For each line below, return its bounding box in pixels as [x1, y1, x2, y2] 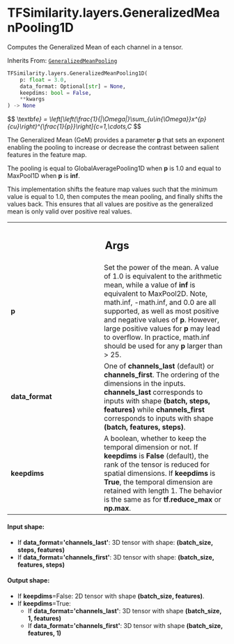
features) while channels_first [104, 405, 205, 414]
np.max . [104, 503, 131, 513]
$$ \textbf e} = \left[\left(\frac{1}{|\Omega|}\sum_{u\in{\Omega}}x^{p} [7, 115, 207, 123]
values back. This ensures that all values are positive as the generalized [7, 200, 214, 209]
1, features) [27, 614, 61, 622]
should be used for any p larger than [104, 340, 223, 350]
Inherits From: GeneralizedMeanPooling [7, 56, 118, 64]
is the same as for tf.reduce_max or [104, 494, 221, 504]
